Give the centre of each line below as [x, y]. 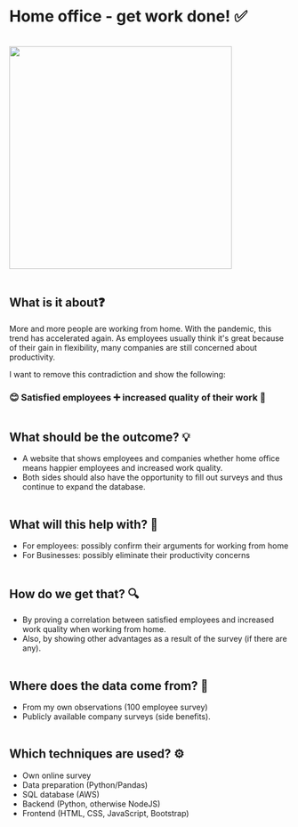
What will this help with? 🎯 [84, 524]
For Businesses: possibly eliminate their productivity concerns [136, 555]
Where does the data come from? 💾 [109, 686]
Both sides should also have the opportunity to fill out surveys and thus [152, 477]
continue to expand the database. [84, 487]
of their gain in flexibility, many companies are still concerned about [133, 347]
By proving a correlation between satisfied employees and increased [148, 620]
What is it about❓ [57, 303]
